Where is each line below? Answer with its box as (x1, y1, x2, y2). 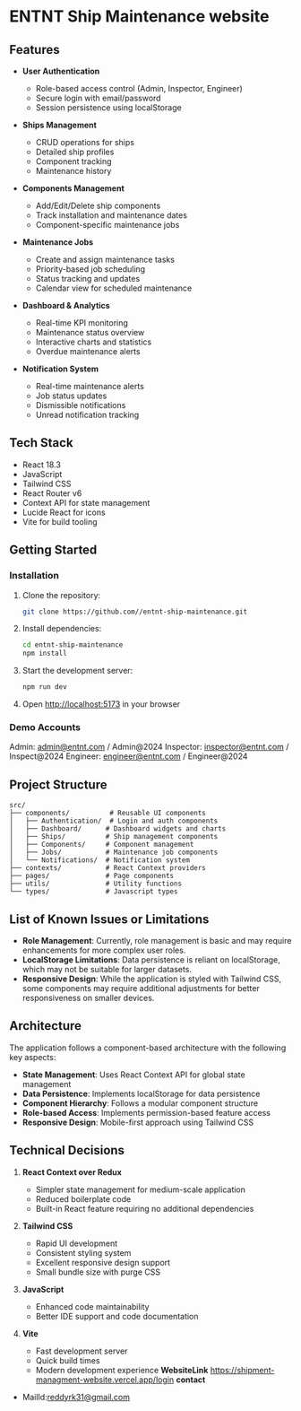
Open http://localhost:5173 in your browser (21, 699, 181, 710)
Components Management (21, 183, 125, 194)
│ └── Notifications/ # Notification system (9, 856, 191, 865)
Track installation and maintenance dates (35, 210, 188, 221)
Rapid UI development (35, 1238, 118, 1249)
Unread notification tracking (35, 410, 140, 420)
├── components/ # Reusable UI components (9, 809, 206, 818)
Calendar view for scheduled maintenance (35, 283, 193, 293)
